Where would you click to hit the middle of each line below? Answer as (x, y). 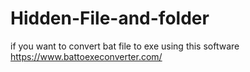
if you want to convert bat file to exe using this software (125, 46)
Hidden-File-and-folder (110, 18)
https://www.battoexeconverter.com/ (86, 56)
